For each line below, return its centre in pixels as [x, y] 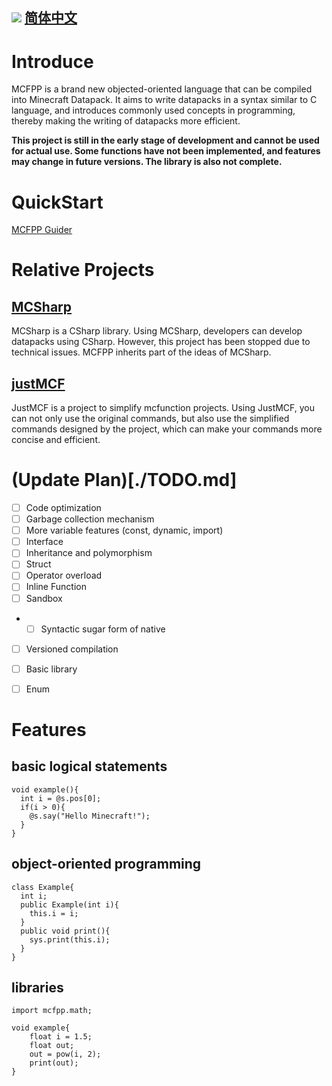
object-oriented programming [106, 864]
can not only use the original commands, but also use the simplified [150, 419]
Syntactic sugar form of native [103, 629]
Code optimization [63, 508]
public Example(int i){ [69, 904]
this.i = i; [54, 913]
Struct [38, 564]
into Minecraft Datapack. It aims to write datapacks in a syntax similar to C [164, 100]
